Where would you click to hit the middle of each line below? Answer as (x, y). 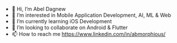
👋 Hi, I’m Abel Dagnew (39, 9)
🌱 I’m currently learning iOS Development (62, 21)
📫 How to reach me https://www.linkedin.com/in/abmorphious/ (88, 34)
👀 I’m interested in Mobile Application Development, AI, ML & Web (91, 15)
